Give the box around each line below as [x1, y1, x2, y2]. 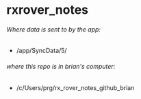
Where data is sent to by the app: [6, 25, 101, 33]
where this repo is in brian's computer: [6, 62, 116, 70]
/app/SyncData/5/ [16, 47, 67, 55]
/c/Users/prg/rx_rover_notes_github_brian [16, 83, 135, 91]
